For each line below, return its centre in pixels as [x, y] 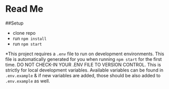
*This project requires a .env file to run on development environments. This [85, 54]
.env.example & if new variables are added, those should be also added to [83, 75]
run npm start [27, 43]
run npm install [30, 38]
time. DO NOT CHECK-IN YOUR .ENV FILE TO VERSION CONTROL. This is [83, 64]
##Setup [15, 23]
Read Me [24, 9]
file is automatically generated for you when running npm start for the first [84, 59]
